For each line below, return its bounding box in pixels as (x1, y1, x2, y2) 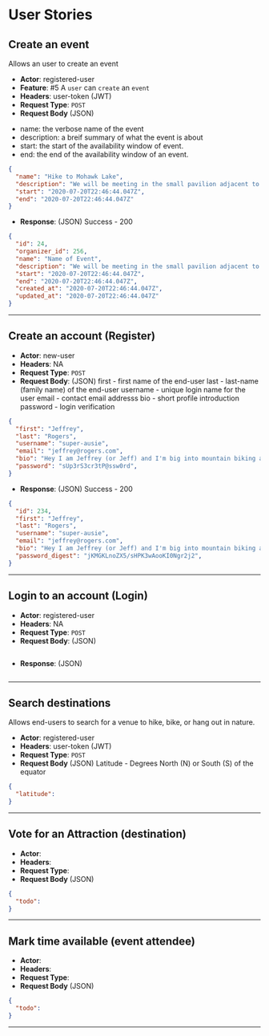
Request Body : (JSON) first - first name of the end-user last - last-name (19, 376, 259, 386)
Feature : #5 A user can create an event (19, 83, 151, 92)
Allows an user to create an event (8, 59, 118, 68)
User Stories (8, 6, 93, 24)
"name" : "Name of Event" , (15, 254, 102, 262)
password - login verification (19, 401, 115, 411)
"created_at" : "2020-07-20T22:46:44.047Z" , (15, 285, 163, 293)
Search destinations (8, 696, 111, 709)
